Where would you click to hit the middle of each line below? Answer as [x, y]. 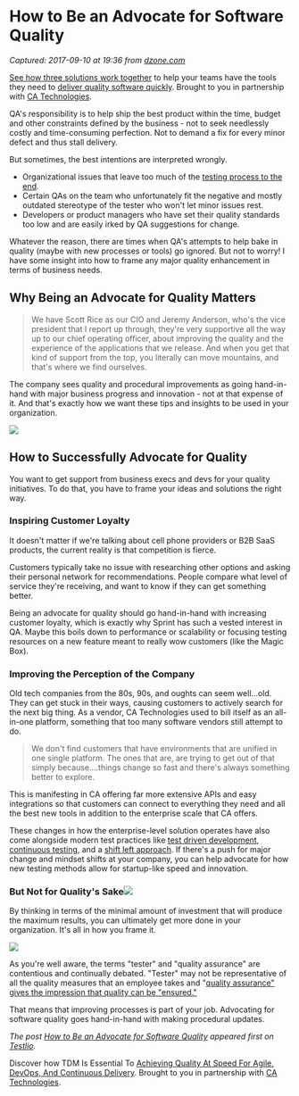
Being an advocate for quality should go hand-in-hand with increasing [138, 612]
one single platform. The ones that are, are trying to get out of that [153, 758]
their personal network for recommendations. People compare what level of [149, 577]
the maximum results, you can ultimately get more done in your [125, 920]
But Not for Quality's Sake [66, 892]
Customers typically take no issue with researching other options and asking [150, 567]
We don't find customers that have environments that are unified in [154, 749]
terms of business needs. [56, 270]
